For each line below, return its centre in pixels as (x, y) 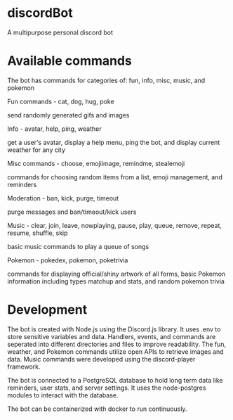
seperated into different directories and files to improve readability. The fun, (117, 344)
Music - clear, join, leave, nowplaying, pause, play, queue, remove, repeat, (115, 225)
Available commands (69, 61)
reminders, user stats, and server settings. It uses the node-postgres (107, 388)
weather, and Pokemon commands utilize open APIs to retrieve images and (115, 351)
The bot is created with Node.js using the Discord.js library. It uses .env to (114, 329)
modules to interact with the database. (63, 395)
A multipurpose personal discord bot (60, 32)
